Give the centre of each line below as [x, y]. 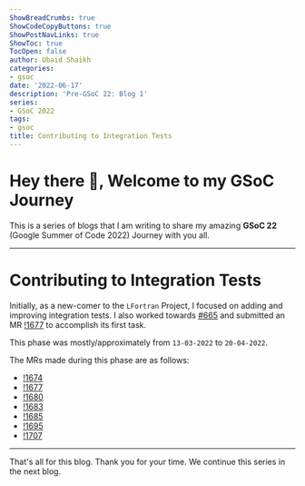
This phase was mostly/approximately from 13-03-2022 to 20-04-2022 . [139, 342]
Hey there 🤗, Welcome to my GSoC [142, 181]
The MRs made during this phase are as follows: [99, 360]
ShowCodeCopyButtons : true [60, 26]
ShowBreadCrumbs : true [52, 18]
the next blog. [35, 471]
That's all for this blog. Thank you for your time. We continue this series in [148, 461]
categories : [32, 69]
